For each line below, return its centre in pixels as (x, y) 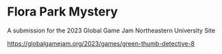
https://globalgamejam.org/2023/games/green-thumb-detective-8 (101, 43)
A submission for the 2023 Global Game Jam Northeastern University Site (111, 30)
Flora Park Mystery (63, 12)
